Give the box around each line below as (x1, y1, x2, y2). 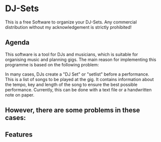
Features (5, 130, 33, 139)
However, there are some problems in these (5, 106, 140, 115)
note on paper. (5, 92, 35, 98)
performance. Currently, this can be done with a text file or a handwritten (5, 86, 152, 93)
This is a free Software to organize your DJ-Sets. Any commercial (5, 19, 137, 25)
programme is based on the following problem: (5, 61, 99, 67)
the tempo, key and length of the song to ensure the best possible (5, 81, 138, 87)
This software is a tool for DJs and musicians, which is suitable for (5, 51, 138, 57)
